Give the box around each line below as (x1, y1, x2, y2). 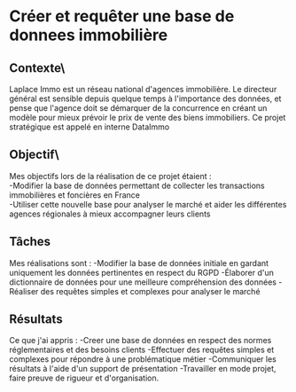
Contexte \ (9, 60, 66, 75)
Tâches (9, 234, 51, 249)
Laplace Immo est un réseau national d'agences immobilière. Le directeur (9, 84, 277, 94)
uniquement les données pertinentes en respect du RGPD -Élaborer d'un (9, 267, 275, 278)
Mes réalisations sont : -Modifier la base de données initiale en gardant (9, 257, 269, 268)
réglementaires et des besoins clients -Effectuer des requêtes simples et (9, 344, 275, 356)
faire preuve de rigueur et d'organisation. (9, 372, 160, 383)
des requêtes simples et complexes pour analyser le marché (40, 286, 261, 296)
